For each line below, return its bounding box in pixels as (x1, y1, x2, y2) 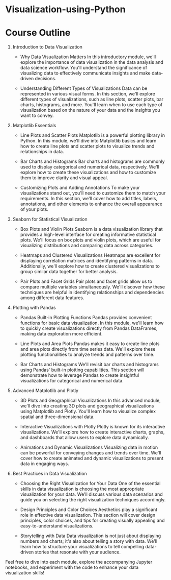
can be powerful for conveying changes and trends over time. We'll (20, 450, 161, 456)
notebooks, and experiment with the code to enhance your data (5, 564, 139, 570)
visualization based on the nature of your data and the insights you (20, 107, 160, 113)
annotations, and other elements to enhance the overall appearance (20, 201, 163, 207)
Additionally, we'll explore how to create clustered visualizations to (20, 263, 160, 269)
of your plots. (20, 206, 48, 212)
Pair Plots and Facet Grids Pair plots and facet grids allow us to (20, 278, 153, 284)
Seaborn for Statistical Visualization (12, 216, 88, 223)
